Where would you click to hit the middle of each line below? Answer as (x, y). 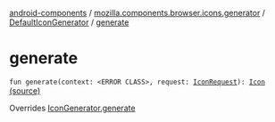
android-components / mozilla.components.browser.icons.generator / (137, 13)
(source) (25, 90)
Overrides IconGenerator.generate (72, 108)
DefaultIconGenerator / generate (69, 22)
